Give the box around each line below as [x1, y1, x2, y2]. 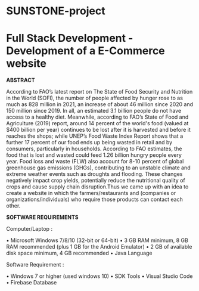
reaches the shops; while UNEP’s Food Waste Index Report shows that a [6, 132, 184, 140]
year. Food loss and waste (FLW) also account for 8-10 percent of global [6, 158, 184, 165]
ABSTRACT [6, 76, 35, 84]
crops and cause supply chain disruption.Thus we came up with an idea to [6, 183, 189, 190]
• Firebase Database [6, 279, 57, 286]
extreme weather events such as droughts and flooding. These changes [6, 171, 183, 178]
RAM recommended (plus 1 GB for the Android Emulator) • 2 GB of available [6, 243, 192, 250]
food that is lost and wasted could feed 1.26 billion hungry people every [6, 151, 182, 159]
